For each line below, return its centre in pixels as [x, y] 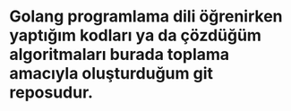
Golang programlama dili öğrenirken [146, 17]
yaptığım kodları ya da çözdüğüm [136, 35]
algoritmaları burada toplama [120, 55]
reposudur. [51, 93]
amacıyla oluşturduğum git [111, 74]
